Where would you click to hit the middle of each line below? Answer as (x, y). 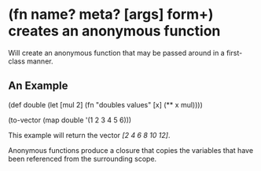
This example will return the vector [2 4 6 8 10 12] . (89, 135)
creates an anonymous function (114, 31)
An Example (38, 86)
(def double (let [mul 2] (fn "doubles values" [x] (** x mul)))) (105, 104)
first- (235, 53)
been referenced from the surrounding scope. (83, 158)
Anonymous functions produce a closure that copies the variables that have (131, 150)
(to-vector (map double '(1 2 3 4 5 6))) (70, 120)
